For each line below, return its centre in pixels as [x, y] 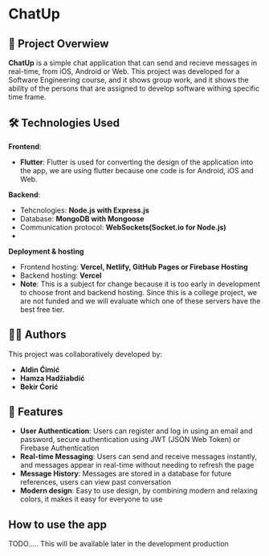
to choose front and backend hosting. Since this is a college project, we [139, 292]
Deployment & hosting [46, 251]
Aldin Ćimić [40, 369]
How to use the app [57, 524]
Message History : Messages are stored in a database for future [126, 473]
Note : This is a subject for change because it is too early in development [140, 284]
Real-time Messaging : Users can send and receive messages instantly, [138, 457]
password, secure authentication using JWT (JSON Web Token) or [130, 440]
